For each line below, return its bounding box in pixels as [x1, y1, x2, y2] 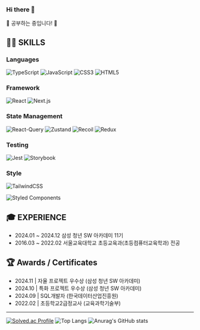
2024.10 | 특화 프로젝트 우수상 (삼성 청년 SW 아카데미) [14, 285, 142, 292]
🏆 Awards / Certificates [6, 258, 98, 268]
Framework [6, 84, 40, 92]
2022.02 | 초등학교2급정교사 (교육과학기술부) [14, 300, 121, 307]
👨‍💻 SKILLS [6, 37, 46, 47]
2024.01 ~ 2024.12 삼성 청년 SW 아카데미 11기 [14, 232, 124, 239]
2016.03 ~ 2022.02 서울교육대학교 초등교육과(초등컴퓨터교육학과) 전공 [14, 239, 180, 246]
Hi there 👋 [6, 5, 36, 14]
